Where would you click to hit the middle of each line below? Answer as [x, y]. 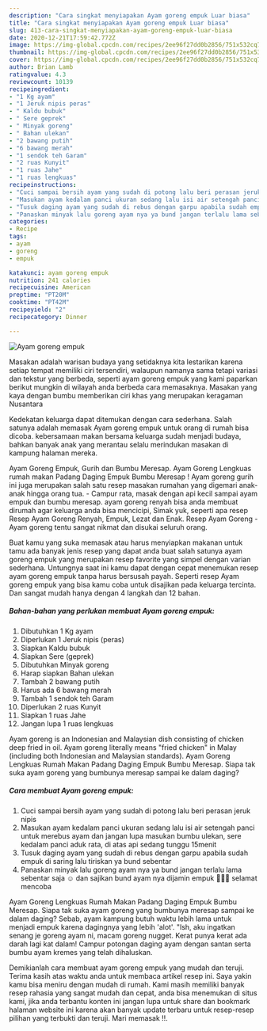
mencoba [36, 886]
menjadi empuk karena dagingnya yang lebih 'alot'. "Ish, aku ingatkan [122, 926]
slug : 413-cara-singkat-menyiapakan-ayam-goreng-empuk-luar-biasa [121, 30]
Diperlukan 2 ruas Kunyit [61, 706]
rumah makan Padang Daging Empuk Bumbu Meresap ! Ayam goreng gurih [132, 477]
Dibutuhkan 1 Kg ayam [57, 631]
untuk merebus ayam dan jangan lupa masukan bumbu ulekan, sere [131, 835]
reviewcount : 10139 [41, 82]
